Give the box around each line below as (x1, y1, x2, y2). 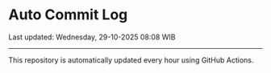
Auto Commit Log (8, 6, 128, 24)
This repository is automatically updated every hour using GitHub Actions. (8, 55, 254, 65)
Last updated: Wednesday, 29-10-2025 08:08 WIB (8, 32, 176, 42)
